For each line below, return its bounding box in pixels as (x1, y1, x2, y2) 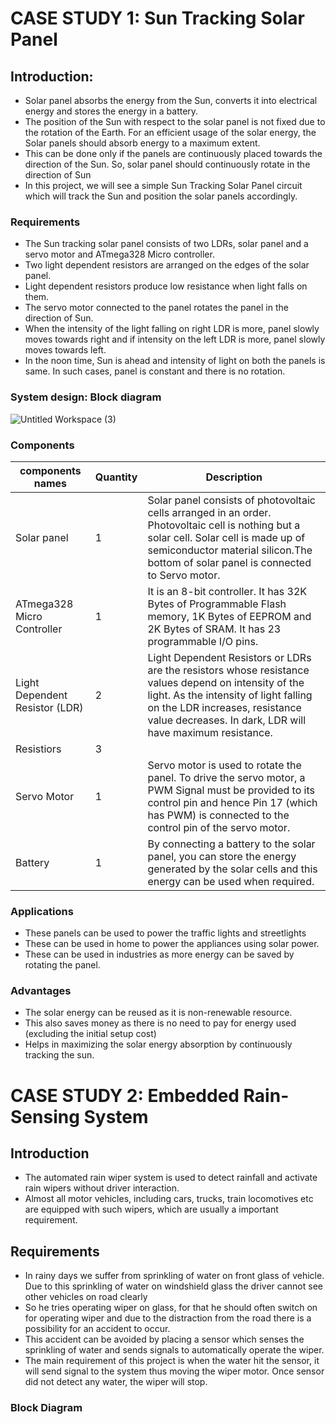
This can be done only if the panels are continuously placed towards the (24, 148, 323, 159)
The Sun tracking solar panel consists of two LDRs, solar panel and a (24, 238, 309, 250)
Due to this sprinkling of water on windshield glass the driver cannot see (24, 1280, 323, 1292)
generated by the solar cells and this (147, 862, 318, 876)
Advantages (10, 984, 72, 998)
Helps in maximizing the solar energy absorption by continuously (24, 1038, 293, 1051)
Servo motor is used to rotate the (147, 758, 302, 772)
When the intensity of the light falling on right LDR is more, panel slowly (24, 323, 320, 335)
